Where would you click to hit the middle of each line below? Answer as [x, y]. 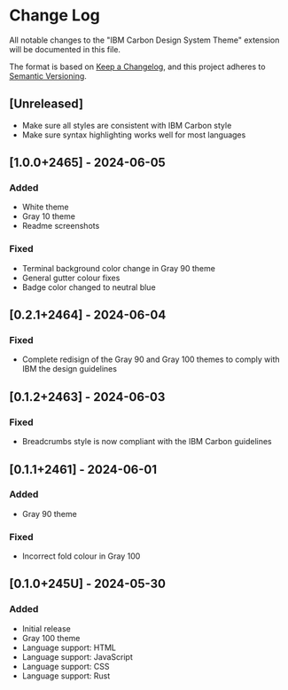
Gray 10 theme [48, 216]
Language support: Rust [66, 676]
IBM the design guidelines [70, 369]
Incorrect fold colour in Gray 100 [81, 556]
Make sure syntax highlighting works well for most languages [134, 135]
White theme [45, 207]
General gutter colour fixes [71, 278]
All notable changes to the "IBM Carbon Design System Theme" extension [144, 40]
